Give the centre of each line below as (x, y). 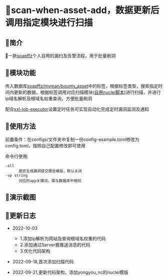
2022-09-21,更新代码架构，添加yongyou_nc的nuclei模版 (70, 272)
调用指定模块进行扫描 (49, 23)
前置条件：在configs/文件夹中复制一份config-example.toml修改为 (72, 139)
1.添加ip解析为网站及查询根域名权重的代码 (63, 238)
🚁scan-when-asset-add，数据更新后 (82, 10)
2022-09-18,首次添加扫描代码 (43, 261)
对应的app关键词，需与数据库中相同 (50, 180)
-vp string (16, 175)
